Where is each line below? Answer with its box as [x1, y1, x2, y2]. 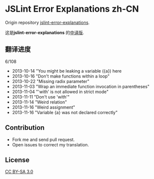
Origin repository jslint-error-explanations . [5, 20, 90, 25]
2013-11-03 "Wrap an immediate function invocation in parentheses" [12, 83, 150, 89]
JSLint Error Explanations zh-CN [5, 3, 139, 15]
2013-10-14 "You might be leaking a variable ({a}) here [12, 68, 122, 74]
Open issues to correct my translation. [12, 141, 89, 147]
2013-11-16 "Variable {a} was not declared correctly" [12, 109, 118, 115]
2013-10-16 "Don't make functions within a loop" [12, 73, 110, 79]
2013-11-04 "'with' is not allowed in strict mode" [12, 89, 109, 95]
